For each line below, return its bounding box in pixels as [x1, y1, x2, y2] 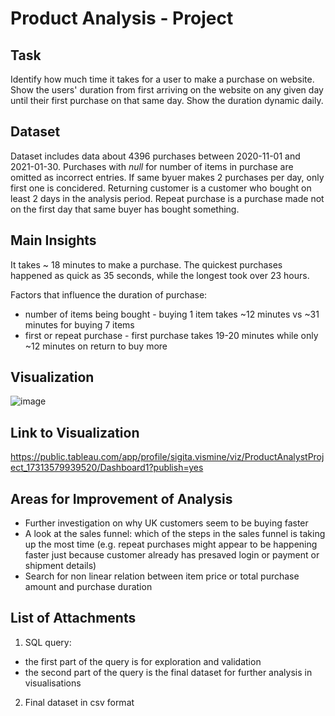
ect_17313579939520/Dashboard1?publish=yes [10, 462, 204, 474]
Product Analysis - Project [10, 7, 234, 30]
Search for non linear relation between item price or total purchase [24, 570, 300, 582]
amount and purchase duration [24, 581, 153, 593]
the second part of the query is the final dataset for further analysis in [24, 666, 313, 678]
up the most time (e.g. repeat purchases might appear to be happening [24, 538, 318, 551]
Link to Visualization [10, 424, 140, 441]
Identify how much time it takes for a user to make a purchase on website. [10, 73, 315, 85]
